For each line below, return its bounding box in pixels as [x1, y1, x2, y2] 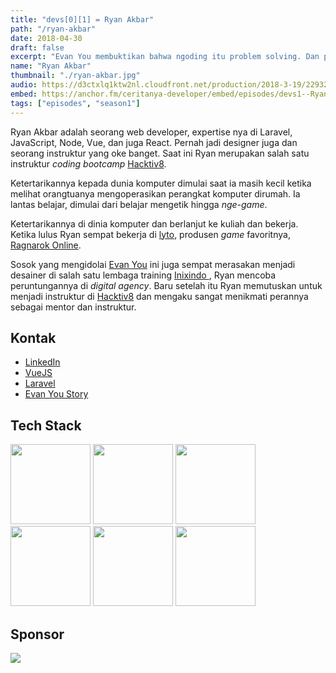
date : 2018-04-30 [10, 33, 83, 43]
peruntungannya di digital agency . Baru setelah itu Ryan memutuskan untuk [10, 279, 323, 291]
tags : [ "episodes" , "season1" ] [10, 98, 141, 108]
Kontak [10, 329, 57, 346]
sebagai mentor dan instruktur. [10, 301, 137, 313]
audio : [10, 80, 38, 90]
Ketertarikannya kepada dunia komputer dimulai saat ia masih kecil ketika [10, 177, 312, 189]
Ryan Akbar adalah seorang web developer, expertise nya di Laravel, [10, 126, 293, 138]
